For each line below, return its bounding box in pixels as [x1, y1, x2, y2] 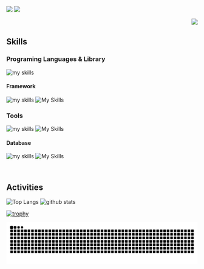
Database [6, 139, 32, 146]
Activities [6, 182, 44, 192]
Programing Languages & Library [6, 55, 106, 63]
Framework [6, 83, 36, 90]
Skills [6, 37, 27, 47]
